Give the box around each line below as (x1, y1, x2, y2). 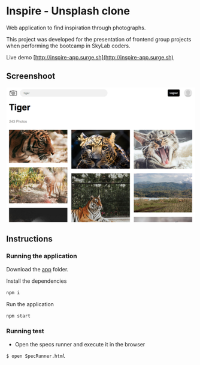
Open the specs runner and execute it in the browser (14, 340, 146, 348)
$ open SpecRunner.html (6, 353, 66, 359)
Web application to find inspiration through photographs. (6, 24, 146, 31)
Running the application (6, 252, 77, 261)
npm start (6, 313, 31, 319)
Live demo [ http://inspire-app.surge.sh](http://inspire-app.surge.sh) (6, 53, 174, 61)
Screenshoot (6, 71, 56, 82)
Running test (6, 327, 44, 336)
